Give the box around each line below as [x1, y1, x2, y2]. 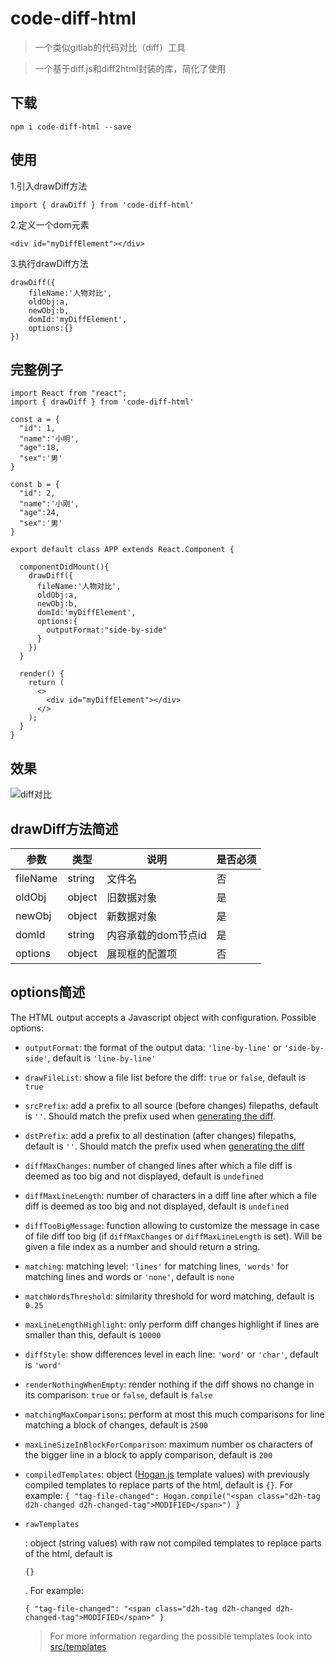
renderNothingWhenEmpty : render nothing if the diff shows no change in [24, 1378, 315, 1390]
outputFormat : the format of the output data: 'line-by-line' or [24, 1041, 282, 1053]
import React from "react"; [10, 388, 128, 399]
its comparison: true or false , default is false [24, 1388, 213, 1401]
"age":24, [19, 508, 60, 518]
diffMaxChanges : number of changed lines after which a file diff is [24, 1159, 293, 1171]
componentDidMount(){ [19, 562, 110, 572]
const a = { [10, 415, 60, 425]
